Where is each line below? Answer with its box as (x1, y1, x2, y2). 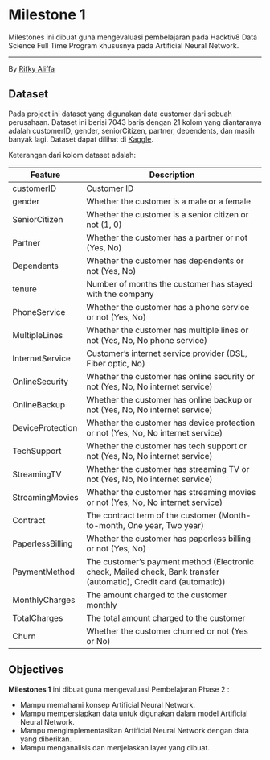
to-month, (86, 519, 126, 531)
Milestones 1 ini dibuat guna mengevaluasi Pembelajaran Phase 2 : (8, 684, 230, 694)
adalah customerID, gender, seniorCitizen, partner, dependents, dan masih (8, 126, 255, 135)
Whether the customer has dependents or (86, 255, 244, 266)
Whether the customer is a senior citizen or (86, 209, 249, 220)
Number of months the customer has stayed (86, 278, 253, 289)
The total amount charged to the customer (86, 612, 246, 623)
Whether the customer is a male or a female (86, 196, 252, 207)
